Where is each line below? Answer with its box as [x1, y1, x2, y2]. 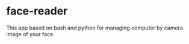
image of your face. [6, 30, 55, 37]
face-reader [6, 4, 68, 18]
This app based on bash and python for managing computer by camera [6, 24, 184, 31]
